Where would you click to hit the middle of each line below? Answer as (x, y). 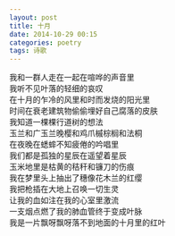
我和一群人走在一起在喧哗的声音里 (72, 78)
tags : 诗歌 (28, 51)
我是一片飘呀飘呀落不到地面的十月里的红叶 (87, 223)
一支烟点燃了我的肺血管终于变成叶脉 (76, 212)
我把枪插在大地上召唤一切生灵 (64, 190)
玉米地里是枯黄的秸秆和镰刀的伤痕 (72, 167)
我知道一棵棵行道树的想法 (56, 122)
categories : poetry (46, 42)
